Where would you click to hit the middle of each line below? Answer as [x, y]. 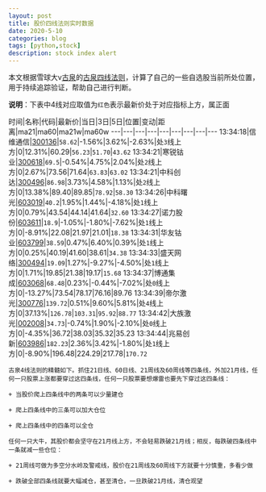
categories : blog [37, 38]
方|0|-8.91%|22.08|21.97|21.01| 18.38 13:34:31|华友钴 [95, 232]
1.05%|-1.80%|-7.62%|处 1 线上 [113, 222]
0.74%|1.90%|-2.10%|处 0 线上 [118, 323]
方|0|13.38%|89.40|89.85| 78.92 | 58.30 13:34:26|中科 [95, 192]
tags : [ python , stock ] [45, 46]
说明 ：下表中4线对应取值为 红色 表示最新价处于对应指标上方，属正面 [119, 104]
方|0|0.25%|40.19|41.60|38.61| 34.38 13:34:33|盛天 [91, 252]
